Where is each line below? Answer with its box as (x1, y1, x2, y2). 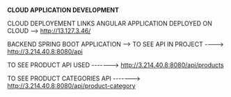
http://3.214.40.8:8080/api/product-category (7, 82, 136, 89)
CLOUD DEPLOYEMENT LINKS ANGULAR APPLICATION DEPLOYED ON (7, 19, 212, 27)
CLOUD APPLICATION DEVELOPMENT (7, 6, 120, 14)
